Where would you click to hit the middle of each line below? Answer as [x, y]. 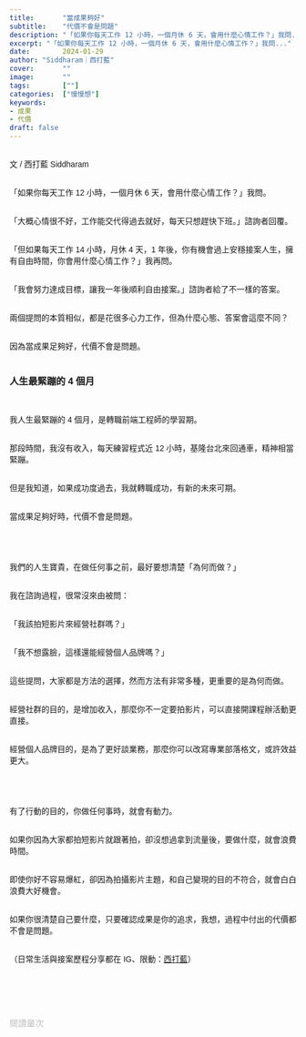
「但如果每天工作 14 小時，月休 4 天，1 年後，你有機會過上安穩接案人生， [148, 250]
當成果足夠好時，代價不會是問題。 [73, 517]
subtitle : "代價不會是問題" [64, 26]
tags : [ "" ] [44, 86]
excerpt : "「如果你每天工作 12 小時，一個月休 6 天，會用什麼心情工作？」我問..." [151, 43]
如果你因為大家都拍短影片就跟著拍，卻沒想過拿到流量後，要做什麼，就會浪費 [153, 840]
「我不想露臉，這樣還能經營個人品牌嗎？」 [89, 653]
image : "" [40, 77]
